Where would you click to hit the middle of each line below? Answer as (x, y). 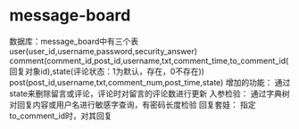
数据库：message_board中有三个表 (74, 41)
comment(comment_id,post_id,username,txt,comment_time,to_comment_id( (149, 60)
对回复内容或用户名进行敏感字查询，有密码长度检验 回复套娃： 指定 (133, 104)
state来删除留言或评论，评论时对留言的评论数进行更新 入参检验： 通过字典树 (149, 93)
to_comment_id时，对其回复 (61, 116)
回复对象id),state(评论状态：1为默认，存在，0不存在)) (107, 71)
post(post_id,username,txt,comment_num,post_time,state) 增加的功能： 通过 (150, 82)
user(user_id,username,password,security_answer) (104, 51)
